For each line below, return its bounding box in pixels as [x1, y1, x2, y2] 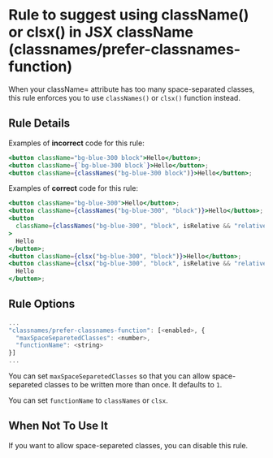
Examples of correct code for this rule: [8, 184, 138, 193]
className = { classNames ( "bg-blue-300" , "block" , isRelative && [15, 222, 231, 230]
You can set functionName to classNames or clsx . [8, 395, 168, 405]
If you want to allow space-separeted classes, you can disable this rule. [8, 440, 249, 450]
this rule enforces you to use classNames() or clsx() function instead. [8, 93, 241, 102]
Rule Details [8, 116, 71, 131]
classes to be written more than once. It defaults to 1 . [44, 380, 223, 390]
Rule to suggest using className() [8, 6, 249, 24]
